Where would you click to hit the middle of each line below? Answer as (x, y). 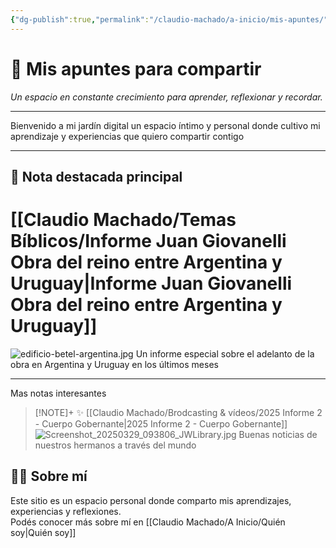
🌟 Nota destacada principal (96, 176)
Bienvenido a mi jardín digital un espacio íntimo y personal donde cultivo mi (165, 125)
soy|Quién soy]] (43, 532)
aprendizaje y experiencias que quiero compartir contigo (127, 136)
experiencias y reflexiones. (66, 511)
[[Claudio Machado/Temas (123, 220)
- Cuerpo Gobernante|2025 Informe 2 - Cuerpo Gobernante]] (161, 423)
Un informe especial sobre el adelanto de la (225, 353)
